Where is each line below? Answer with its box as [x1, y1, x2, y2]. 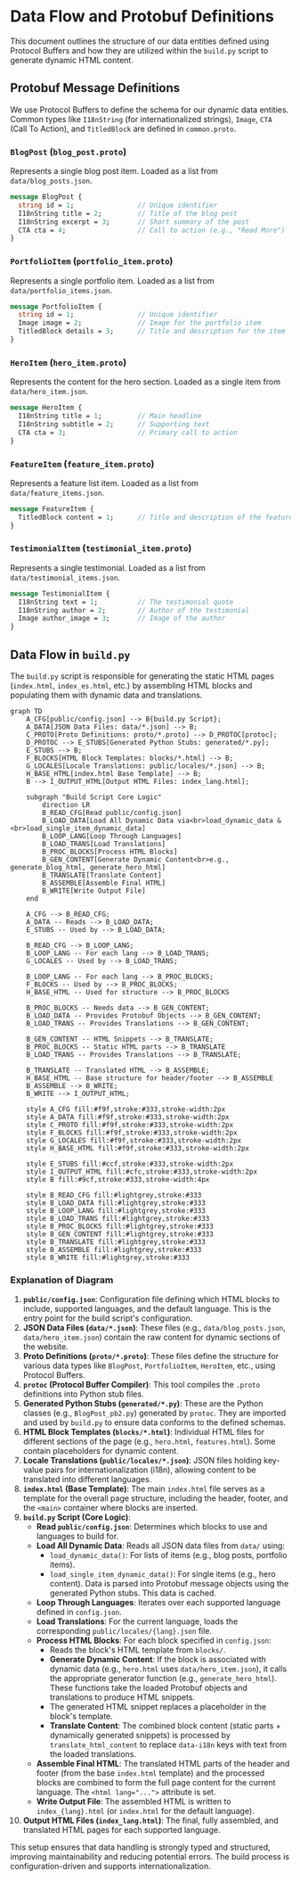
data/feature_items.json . [10, 487, 105, 498]
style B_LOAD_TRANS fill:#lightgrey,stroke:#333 [26, 1215, 210, 1224]
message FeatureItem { [10, 504, 94, 514]
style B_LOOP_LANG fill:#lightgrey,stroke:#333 [26, 1207, 206, 1216]
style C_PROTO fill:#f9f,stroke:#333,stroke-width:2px [26, 1121, 234, 1130]
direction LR [42, 801, 91, 810]
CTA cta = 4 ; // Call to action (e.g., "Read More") [18, 226, 286, 235]
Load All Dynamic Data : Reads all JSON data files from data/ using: [36, 1540, 286, 1551]
